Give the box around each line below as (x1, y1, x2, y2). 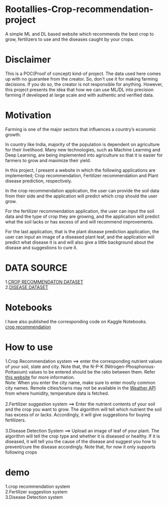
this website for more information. (5, 374, 75, 380)
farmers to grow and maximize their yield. (5, 157, 91, 163)
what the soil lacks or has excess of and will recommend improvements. (5, 219, 154, 225)
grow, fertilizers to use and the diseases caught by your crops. (5, 36, 134, 42)
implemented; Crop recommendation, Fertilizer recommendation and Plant (5, 172, 158, 178)
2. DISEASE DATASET (5, 284, 49, 290)
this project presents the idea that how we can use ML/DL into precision (5, 87, 154, 93)
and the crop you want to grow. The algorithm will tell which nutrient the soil (5, 406, 162, 412)
